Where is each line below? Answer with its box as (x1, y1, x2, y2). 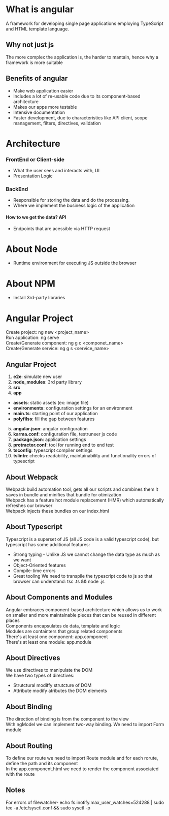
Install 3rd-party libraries (13, 295, 65, 301)
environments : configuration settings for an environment (13, 405, 133, 411)
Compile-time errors (13, 568, 56, 574)
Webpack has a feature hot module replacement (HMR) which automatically (6, 497, 164, 503)
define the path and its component (6, 761, 78, 767)
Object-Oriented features (13, 562, 66, 568)
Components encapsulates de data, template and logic (6, 622, 120, 629)
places (6, 617, 20, 623)
